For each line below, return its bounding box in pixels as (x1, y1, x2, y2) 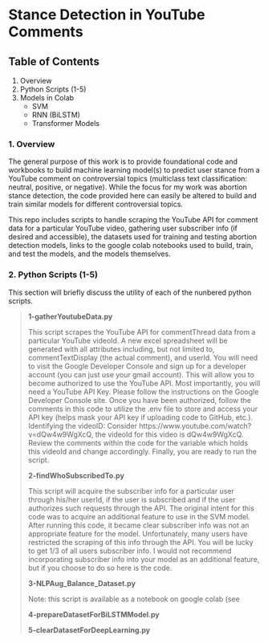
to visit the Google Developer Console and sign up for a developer (27, 361, 247, 371)
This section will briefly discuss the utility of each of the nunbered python (8, 287, 252, 297)
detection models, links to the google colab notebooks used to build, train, (8, 241, 254, 250)
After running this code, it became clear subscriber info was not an (27, 520, 250, 530)
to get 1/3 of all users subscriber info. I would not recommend (27, 546, 232, 556)
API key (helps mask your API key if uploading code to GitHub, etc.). (27, 412, 254, 422)
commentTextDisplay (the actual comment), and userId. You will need (27, 352, 258, 362)
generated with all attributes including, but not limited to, (27, 344, 215, 354)
